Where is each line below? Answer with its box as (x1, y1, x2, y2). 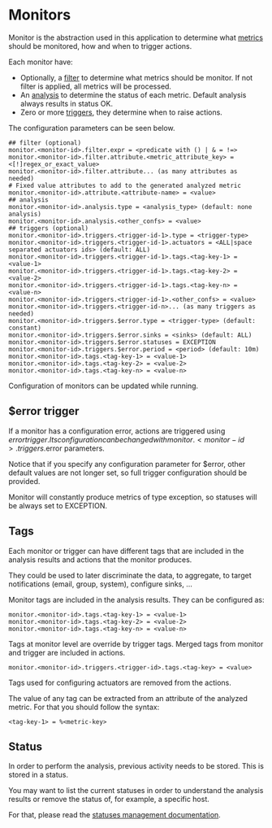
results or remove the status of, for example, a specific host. (8, 795, 209, 804)
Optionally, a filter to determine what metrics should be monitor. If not (19, 72, 253, 82)
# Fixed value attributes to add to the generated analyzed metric (8, 181, 242, 190)
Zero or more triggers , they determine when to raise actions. (19, 107, 223, 117)
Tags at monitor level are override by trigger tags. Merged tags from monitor (8, 638, 264, 648)
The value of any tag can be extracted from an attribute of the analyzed (8, 693, 248, 703)
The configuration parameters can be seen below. (8, 123, 176, 133)
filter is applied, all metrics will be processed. (19, 81, 172, 91)
